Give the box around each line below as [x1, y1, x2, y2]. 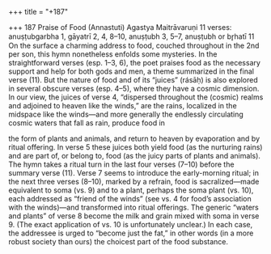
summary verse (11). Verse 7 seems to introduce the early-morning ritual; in [8, 168, 260, 177]
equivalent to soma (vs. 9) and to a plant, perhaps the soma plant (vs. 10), [8, 185, 254, 195]
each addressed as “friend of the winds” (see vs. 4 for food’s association [8, 194, 252, 203]
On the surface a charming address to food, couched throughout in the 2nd [8, 40, 260, 50]
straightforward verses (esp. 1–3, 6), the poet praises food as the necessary [8, 58, 261, 67]
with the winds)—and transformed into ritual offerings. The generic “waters [8, 202, 259, 212]
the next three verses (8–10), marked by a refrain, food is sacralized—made [8, 177, 260, 186]
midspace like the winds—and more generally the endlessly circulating [8, 109, 244, 119]
